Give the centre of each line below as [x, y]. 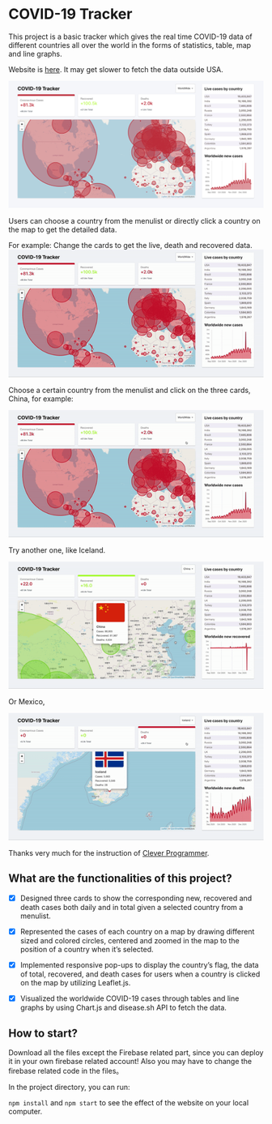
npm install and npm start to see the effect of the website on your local [129, 1102]
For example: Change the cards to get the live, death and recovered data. [130, 246]
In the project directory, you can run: [69, 1087]
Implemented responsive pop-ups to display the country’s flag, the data [139, 965]
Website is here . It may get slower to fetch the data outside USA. [116, 69]
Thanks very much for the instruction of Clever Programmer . [109, 853]
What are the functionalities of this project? [120, 879]
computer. [25, 1111]
